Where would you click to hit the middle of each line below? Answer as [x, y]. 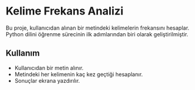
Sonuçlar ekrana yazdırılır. [47, 80]
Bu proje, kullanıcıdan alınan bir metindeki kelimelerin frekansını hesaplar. [97, 28]
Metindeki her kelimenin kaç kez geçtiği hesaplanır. [79, 74]
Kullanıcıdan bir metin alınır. [49, 68]
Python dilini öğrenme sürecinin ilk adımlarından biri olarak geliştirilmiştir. [97, 34]
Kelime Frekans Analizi [65, 11]
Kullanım [23, 53]
